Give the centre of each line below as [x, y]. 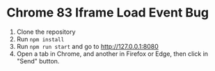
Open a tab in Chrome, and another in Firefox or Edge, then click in [112, 54]
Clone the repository [46, 32]
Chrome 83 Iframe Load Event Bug [108, 13]
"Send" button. [38, 61]
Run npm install [40, 39]
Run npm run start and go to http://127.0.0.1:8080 [88, 46]
